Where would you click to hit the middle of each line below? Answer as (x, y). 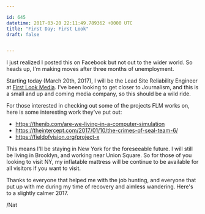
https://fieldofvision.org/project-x (57, 137)
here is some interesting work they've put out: (64, 112)
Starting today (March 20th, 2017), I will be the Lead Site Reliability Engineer (102, 81)
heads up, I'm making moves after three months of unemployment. (90, 69)
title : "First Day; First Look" (47, 29)
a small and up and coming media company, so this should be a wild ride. (99, 94)
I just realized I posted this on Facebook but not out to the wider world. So (99, 62)
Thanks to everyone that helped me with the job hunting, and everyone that (101, 180)
